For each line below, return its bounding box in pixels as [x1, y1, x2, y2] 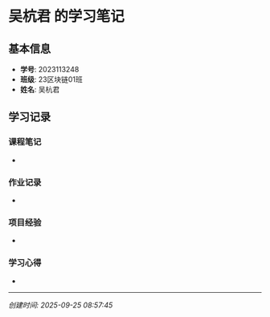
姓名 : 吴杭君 [19, 85, 60, 94]
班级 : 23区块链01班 [19, 75, 83, 84]
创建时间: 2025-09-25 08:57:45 [8, 300, 113, 310]
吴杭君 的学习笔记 [8, 7, 125, 26]
